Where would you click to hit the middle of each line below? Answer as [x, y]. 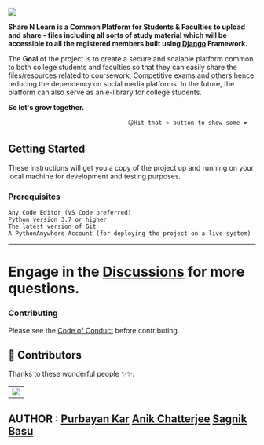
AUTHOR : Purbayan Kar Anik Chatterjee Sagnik [128, 419]
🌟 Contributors [45, 355]
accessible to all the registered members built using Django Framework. [128, 44]
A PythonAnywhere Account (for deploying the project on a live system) [130, 234]
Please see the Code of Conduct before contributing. [94, 330]
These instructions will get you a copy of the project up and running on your [131, 167]
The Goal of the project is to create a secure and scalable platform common [131, 59]
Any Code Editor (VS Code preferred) [70, 213]
